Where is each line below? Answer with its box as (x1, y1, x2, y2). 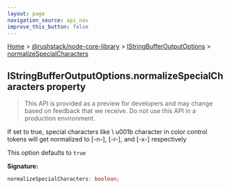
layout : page (7, 10, 45, 17)
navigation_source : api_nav (7, 17, 89, 24)
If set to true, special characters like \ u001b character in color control (7, 128, 208, 136)
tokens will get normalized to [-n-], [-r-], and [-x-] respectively (7, 135, 187, 144)
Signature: (7, 162, 38, 171)
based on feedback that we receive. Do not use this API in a (24, 107, 197, 115)
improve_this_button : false (7, 23, 89, 30)
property (46, 81, 86, 93)
